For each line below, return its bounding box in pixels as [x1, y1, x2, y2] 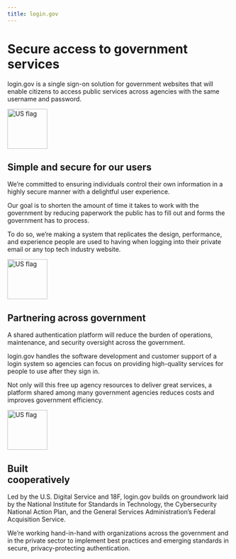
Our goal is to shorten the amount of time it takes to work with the [7, 201, 200, 210]
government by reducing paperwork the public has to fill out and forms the [7, 209, 225, 217]
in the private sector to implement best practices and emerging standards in [7, 536, 229, 545]
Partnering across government [7, 311, 147, 323]
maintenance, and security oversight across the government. [7, 338, 186, 347]
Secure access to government [7, 40, 188, 57]
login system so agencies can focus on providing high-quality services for [7, 360, 224, 368]
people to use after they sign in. [7, 367, 100, 376]
